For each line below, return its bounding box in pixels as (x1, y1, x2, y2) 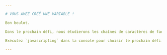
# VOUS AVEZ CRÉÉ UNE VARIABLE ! (5, 11, 75, 16)
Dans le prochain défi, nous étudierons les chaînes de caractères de (5, 29, 155, 34)
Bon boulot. (5, 20, 30, 25)
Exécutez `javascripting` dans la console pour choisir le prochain (5, 38, 150, 43)
